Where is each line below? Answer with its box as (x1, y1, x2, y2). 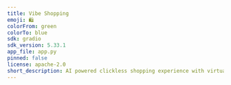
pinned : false (7, 55, 48, 62)
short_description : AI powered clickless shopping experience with (7, 67, 205, 74)
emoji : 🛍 (7, 16, 34, 23)
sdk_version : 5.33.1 (7, 42, 67, 49)
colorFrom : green (7, 23, 57, 29)
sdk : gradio (7, 36, 41, 42)
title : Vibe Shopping (7, 10, 69, 17)
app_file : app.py (7, 49, 57, 56)
